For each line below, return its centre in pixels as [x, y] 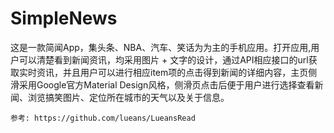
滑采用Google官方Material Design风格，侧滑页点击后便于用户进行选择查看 [162, 84]
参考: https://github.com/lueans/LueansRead [103, 118]
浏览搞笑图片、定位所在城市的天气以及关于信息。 [128, 97]
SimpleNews [64, 18]
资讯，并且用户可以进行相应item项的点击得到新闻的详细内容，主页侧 [177, 72]
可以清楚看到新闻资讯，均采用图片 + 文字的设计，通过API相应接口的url [163, 59]
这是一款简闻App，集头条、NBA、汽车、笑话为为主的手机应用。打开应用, [161, 47]
